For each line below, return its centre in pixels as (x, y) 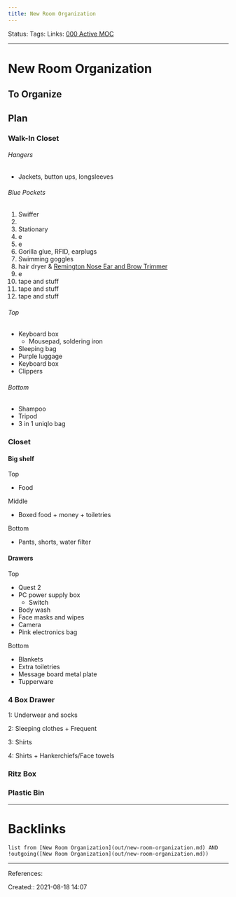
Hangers (21, 155)
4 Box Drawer (32, 699)
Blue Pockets (27, 193)
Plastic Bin (26, 793)
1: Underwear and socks (43, 715)
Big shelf (21, 458)
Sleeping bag (37, 349)
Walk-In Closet (34, 138)
